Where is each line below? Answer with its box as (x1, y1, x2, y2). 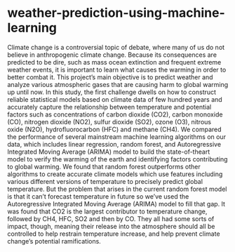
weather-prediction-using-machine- (7, 5, 226, 21)
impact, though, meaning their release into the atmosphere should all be (7, 222, 215, 230)
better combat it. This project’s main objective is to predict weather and (7, 72, 213, 81)
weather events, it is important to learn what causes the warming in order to (7, 65, 227, 74)
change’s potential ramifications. (7, 237, 102, 245)
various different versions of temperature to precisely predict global (7, 177, 203, 185)
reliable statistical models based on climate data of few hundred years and (7, 95, 222, 103)
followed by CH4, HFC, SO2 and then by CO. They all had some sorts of (7, 214, 215, 223)
